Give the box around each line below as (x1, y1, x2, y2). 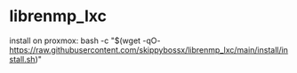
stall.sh (9, 54, 36, 64)
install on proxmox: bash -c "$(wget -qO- (9, 35, 161, 46)
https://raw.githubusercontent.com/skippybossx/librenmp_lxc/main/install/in (9, 44, 289, 55)
